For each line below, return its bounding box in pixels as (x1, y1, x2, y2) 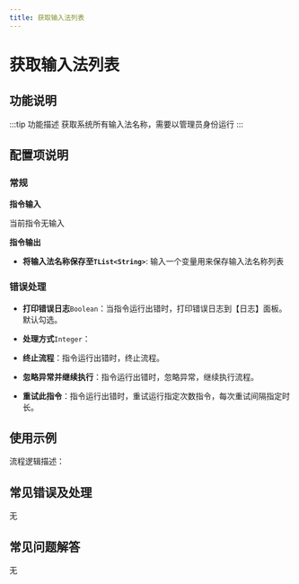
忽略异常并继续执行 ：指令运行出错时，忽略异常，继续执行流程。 (22, 371, 259, 382)
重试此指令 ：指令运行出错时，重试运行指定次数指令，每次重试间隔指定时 (22, 390, 290, 401)
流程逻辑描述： (9, 456, 65, 467)
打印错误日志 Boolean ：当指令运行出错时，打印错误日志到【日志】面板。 (22, 303, 287, 314)
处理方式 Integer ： (22, 333, 91, 344)
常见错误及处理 (9, 484, 92, 500)
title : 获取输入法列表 (9, 13, 85, 22)
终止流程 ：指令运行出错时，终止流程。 (22, 352, 164, 363)
